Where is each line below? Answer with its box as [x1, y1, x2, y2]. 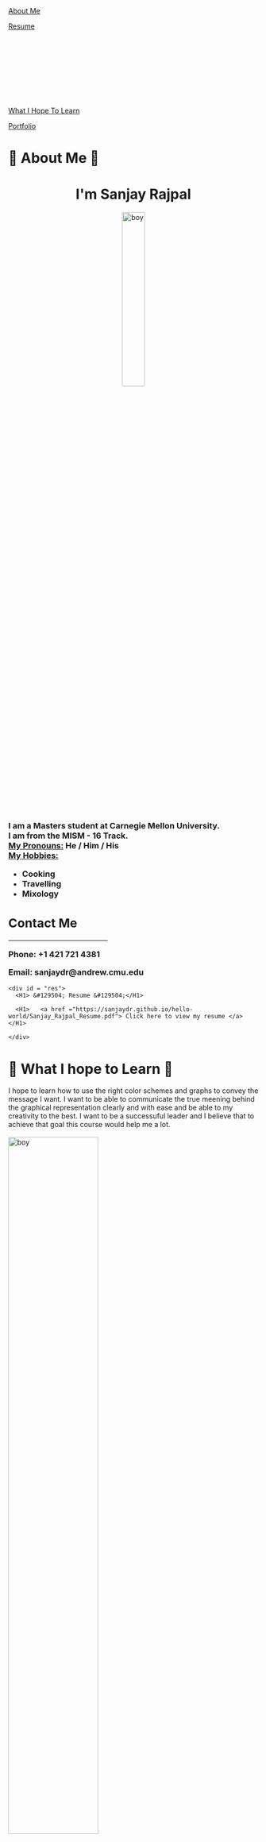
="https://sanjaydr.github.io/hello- [68, 1006, 194, 1014]
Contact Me [8, 915, 78, 931]
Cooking [21, 868, 56, 879]
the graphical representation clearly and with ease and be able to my [8, 1102, 233, 1113]
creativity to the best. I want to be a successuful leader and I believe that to [8, 1111, 255, 1121]
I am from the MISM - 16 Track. [8, 830, 129, 841]
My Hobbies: [8, 850, 59, 861]
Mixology [21, 888, 60, 899]
